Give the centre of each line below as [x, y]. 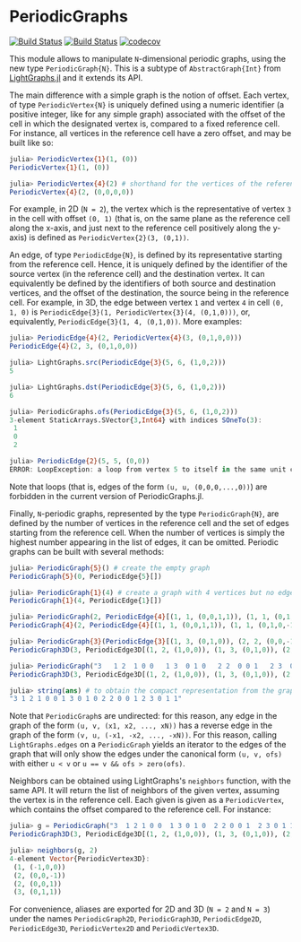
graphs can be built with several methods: [86, 551]
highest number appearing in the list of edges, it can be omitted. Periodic [144, 542]
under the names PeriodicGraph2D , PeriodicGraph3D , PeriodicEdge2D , [136, 919]
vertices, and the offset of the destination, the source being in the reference [149, 293]
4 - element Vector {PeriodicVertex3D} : [80, 859]
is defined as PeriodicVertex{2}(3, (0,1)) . [109, 238]
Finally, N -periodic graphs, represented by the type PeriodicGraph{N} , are [144, 514]
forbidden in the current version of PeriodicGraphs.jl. [107, 496]
